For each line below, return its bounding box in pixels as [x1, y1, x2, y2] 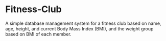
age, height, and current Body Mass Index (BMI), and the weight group [5, 25, 154, 31]
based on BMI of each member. [5, 31, 72, 37]
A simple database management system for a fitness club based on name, [5, 20, 161, 26]
